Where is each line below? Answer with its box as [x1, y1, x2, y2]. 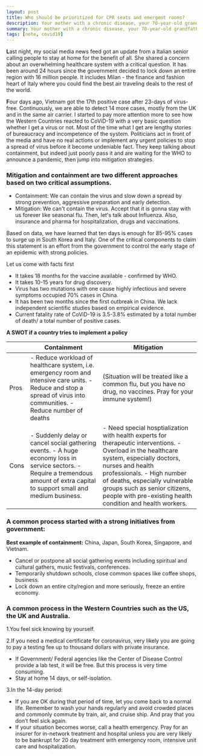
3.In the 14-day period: [6, 687, 63, 694]
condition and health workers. [102, 499, 187, 508]
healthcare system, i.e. [30, 361, 95, 369]
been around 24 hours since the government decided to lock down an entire [6, 67, 196, 74]
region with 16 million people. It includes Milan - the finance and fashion [6, 74, 185, 81]
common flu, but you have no [102, 380, 185, 389]
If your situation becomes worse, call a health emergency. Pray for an [14, 723, 188, 731]
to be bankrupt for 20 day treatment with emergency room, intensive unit [14, 737, 197, 744]
